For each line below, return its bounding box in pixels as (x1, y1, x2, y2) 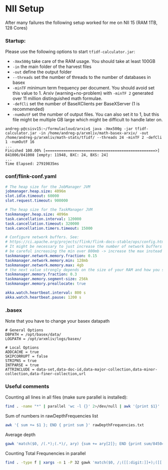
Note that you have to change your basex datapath (5, 318, 110, 324)
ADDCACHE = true (5, 350, 39, 355)
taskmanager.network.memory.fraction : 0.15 (5, 253, 97, 258)
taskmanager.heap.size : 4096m (5, 212, 68, 217)
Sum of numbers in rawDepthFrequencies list (5, 413, 98, 419)
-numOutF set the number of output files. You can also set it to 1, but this (12, 111, 159, 117)
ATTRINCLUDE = (5, 367, 35, 372)
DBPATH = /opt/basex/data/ (5, 332, 61, 337)
